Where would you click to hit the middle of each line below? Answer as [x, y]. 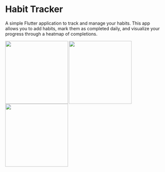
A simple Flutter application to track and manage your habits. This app [78, 23]
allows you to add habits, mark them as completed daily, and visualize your [82, 28]
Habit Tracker [34, 9]
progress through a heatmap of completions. [51, 34]
